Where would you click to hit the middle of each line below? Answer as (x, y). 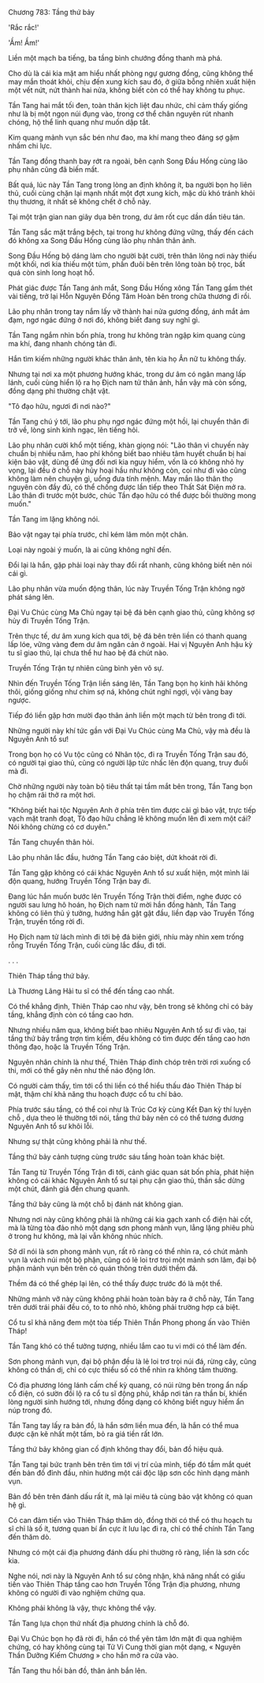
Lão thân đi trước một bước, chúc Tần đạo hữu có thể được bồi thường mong (132, 496)
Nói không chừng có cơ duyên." (60, 827)
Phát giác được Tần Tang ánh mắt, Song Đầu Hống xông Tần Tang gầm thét (130, 288)
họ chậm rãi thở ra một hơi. (52, 795)
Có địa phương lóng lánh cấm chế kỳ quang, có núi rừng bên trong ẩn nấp (128, 1385)
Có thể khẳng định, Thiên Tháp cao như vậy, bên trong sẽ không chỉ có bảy (131, 1006)
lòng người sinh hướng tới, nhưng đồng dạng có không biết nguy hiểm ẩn (126, 1402)
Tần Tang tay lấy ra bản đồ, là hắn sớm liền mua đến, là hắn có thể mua (123, 1425)
